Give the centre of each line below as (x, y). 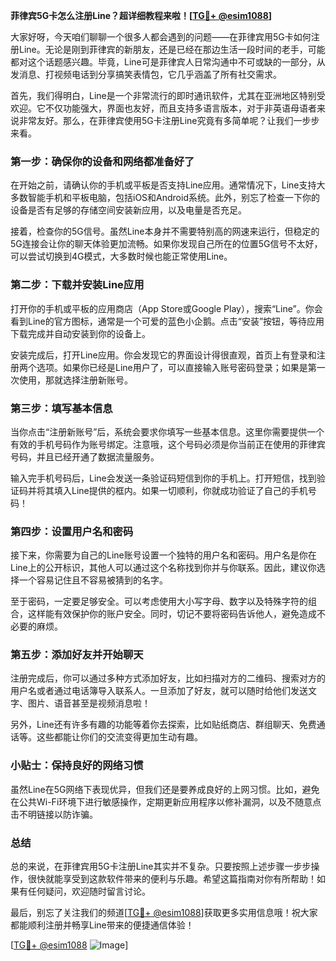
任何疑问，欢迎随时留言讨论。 (89, 891)
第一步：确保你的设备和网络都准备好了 (102, 161)
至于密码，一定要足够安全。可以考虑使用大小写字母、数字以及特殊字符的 (159, 601)
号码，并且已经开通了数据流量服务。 (85, 456)
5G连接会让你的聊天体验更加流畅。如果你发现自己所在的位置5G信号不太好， (166, 244)
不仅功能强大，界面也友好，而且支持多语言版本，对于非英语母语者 (180, 108)
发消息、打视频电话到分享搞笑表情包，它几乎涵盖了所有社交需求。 (146, 74)
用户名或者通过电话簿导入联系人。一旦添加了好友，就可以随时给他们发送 (159, 691)
